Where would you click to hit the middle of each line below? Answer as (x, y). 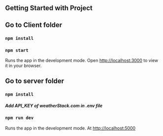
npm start (17, 50)
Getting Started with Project (49, 8)
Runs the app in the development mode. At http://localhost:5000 (70, 128)
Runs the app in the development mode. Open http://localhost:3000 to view (82, 60)
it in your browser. (23, 66)
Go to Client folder (34, 25)
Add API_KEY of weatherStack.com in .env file (54, 105)
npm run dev (19, 118)
